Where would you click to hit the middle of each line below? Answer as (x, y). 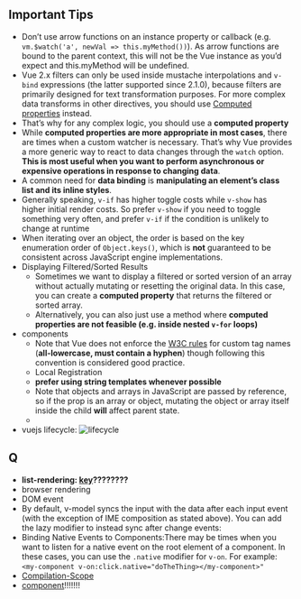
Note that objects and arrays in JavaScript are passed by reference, (161, 391)
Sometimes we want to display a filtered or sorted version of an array (163, 276)
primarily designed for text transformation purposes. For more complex (153, 94)
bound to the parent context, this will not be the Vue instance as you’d (151, 55)
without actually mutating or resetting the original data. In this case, (160, 286)
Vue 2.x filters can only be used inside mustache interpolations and (146, 75)
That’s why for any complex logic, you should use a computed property (155, 123)
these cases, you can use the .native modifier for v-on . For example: (150, 556)
